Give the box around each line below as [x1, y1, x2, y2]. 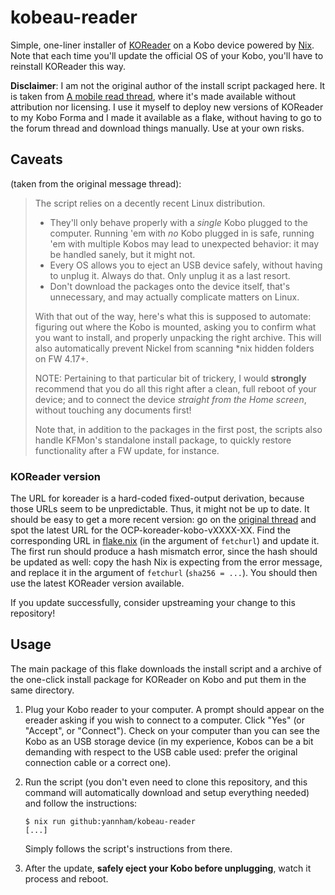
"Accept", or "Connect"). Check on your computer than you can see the [24, 724, 320, 736]
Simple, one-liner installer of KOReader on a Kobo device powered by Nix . [10, 39, 315, 51]
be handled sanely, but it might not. [49, 248, 196, 260]
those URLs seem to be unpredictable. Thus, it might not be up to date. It [10, 503, 310, 515]
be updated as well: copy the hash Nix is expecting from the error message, [10, 556, 323, 568]
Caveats [10, 151, 63, 168]
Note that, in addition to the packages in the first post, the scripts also [34, 423, 323, 435]
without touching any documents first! [34, 404, 192, 416]
